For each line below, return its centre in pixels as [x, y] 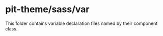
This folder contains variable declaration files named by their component [81, 23]
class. [11, 28]
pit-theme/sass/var [48, 9]
